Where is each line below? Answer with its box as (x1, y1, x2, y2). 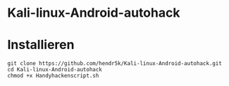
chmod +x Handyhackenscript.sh (7, 72, 99, 80)
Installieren (7, 37, 75, 53)
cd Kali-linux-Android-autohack (7, 66, 102, 73)
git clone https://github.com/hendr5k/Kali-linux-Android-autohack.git (7, 60, 222, 67)
